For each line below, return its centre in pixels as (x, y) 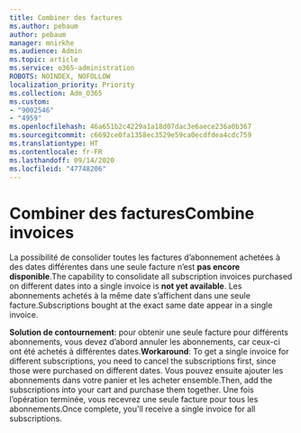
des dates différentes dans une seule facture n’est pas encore (125, 267)
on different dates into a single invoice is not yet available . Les (126, 286)
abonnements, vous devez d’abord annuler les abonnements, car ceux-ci (145, 342)
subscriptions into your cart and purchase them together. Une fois (132, 390)
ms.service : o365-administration (72, 69)
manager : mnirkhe (42, 43)
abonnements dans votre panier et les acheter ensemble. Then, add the (141, 381)
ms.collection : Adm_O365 (56, 93)
